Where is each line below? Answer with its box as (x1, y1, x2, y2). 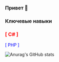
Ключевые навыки (5, 17, 52, 24)
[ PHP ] (5, 42, 20, 48)
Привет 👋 (5, 4, 28, 11)
